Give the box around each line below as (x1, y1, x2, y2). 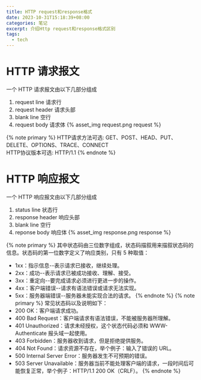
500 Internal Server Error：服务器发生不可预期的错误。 (14, 352, 151, 359)
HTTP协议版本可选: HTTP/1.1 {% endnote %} (6, 149, 116, 156)
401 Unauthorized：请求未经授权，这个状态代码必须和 (14, 322, 149, 329)
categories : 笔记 (6, 20, 48, 26)
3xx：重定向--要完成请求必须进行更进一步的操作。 (14, 276, 140, 284)
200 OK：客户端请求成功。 (14, 307, 82, 314)
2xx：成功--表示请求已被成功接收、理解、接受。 (14, 269, 134, 276)
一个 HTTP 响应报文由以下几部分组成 (6, 193, 97, 201)
